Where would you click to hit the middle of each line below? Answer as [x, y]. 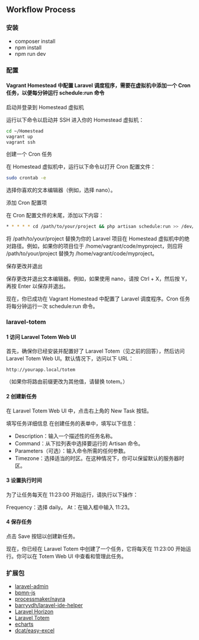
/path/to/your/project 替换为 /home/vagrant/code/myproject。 [82, 254]
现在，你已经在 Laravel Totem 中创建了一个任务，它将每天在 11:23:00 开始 [96, 549]
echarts [24, 624]
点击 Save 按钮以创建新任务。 [42, 536]
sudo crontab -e [26, 178]
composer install [35, 41]
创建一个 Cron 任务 [29, 154]
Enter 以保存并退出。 [43, 286]
